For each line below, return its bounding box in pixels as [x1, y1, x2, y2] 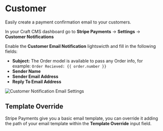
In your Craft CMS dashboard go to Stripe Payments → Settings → [5, 28, 140, 34]
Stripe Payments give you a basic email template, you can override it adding [5, 115, 158, 121]
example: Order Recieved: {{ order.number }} [12, 63, 107, 69]
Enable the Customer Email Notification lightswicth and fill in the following [5, 43, 156, 49]
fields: [5, 48, 18, 54]
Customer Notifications [5, 34, 54, 40]
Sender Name [12, 68, 41, 74]
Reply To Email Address [12, 79, 62, 85]
